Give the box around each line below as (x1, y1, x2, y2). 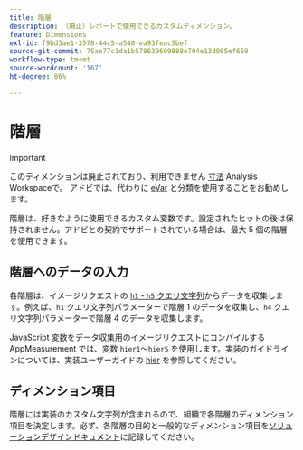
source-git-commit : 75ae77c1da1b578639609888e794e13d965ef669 (9, 47, 249, 56)
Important (9, 152, 46, 163)
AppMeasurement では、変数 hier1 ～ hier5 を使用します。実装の (9, 342, 250, 353)
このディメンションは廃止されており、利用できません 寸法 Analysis (9, 171, 258, 182)
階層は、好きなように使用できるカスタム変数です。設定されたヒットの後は (9, 212, 287, 223)
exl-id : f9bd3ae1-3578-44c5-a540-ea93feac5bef (9, 38, 188, 48)
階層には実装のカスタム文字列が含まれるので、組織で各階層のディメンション (9, 408, 294, 420)
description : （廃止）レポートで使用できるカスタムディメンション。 (9, 22, 237, 31)
